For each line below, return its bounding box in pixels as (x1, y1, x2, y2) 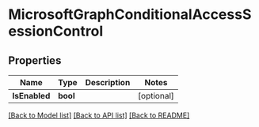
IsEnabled (12, 91, 51, 101)
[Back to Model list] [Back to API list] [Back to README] (8, 110, 190, 120)
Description (85, 77, 131, 88)
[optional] (137, 91, 174, 101)
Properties (8, 54, 62, 67)
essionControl (8, 22, 104, 40)
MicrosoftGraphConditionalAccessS (8, 6, 252, 24)
